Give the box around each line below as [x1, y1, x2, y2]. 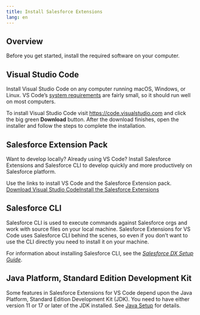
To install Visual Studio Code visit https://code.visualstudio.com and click [6, 110, 186, 117]
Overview [6, 36, 44, 47]
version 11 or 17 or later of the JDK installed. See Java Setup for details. [6, 302, 181, 309]
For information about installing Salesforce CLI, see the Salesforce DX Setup [6, 249, 194, 257]
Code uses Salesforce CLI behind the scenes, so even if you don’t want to [6, 231, 188, 239]
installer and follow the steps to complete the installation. [6, 122, 146, 129]
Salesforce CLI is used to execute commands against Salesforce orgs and [6, 219, 187, 226]
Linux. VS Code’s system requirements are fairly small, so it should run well [6, 92, 191, 99]
